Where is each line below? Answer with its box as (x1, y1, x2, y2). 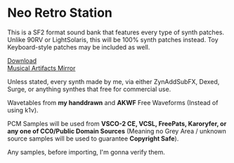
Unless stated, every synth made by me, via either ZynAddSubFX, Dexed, (7, 77, 220, 85)
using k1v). (7, 106, 39, 114)
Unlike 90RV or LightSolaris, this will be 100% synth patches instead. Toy (7, 35, 219, 43)
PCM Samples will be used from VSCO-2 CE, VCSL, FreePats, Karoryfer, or (7, 119, 227, 127)
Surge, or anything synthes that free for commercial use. (7, 85, 171, 93)
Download (7, 56, 37, 64)
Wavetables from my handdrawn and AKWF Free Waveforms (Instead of (7, 98, 219, 106)
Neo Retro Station (7, 5, 112, 21)
